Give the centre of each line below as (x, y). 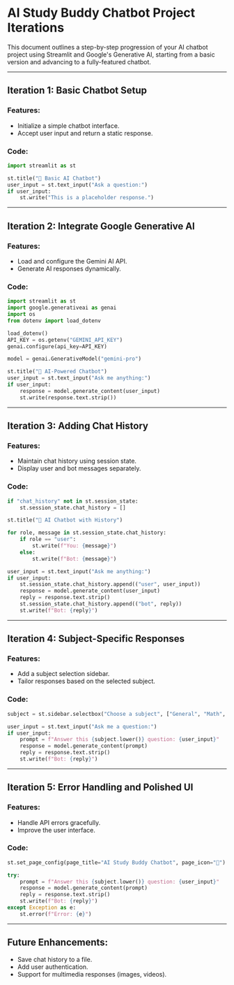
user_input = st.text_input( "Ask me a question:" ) (82, 726)
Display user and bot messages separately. (79, 468)
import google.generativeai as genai (62, 308)
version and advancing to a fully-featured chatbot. (79, 62)
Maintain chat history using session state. (77, 461)
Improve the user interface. (56, 830)
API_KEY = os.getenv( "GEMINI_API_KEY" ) (65, 340)
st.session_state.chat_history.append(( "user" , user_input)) (110, 584)
